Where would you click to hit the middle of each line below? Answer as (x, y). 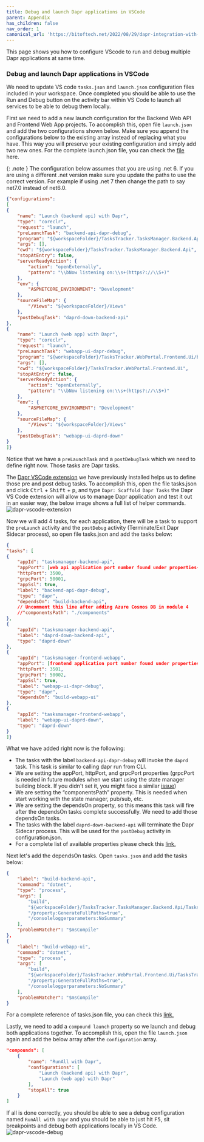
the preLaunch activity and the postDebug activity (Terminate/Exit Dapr (93, 527)
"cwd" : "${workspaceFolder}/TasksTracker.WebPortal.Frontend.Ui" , (103, 368)
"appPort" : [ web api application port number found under (92, 568)
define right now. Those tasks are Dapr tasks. (63, 465)
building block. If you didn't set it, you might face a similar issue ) (96, 786)
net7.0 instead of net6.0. (36, 188)
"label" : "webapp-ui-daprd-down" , (61, 720)
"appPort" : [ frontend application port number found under (93, 664)
